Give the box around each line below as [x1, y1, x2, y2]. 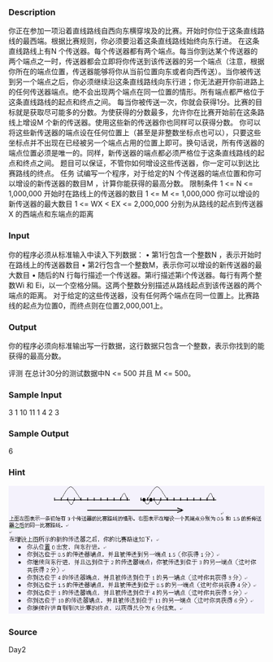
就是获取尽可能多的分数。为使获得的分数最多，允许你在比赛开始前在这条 [15, 107, 258, 117]
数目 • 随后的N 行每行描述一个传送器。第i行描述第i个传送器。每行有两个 [15, 270, 256, 279]
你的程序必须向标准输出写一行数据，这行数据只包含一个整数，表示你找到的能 [8, 340, 265, 350]
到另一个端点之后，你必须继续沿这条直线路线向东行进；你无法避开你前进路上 [8, 77, 265, 87]
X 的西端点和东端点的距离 [8, 209, 94, 219]
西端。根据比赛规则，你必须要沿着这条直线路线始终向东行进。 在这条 [29, 36, 260, 46]
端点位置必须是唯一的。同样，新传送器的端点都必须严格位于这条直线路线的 [8, 148, 258, 158]
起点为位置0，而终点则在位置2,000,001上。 [22, 300, 168, 310]
